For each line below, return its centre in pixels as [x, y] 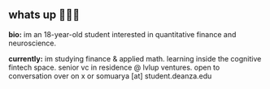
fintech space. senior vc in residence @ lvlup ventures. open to [114, 67]
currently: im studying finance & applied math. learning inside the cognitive [135, 58]
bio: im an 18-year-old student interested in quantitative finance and [122, 34]
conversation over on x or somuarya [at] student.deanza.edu [110, 76]
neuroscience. [33, 43]
